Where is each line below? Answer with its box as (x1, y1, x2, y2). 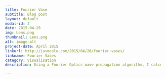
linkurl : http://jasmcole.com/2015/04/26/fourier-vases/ (5, 48, 125, 53)
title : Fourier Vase (5, 7, 48, 12)
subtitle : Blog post (5, 12, 48, 17)
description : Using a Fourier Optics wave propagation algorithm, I (5, 62, 149, 67)
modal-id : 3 (5, 21, 30, 26)
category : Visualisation (5, 58, 56, 63)
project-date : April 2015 (5, 44, 58, 49)
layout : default (5, 16, 39, 21)
